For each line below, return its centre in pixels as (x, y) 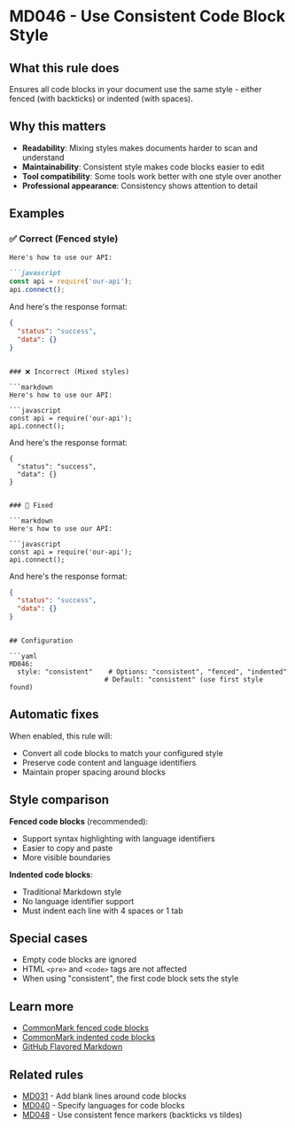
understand (43, 157)
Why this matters (58, 126)
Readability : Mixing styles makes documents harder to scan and (140, 147)
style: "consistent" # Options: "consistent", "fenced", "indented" (152, 672)
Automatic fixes (54, 715)
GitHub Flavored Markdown (72, 1047)
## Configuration (41, 641)
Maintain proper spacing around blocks (93, 772)
